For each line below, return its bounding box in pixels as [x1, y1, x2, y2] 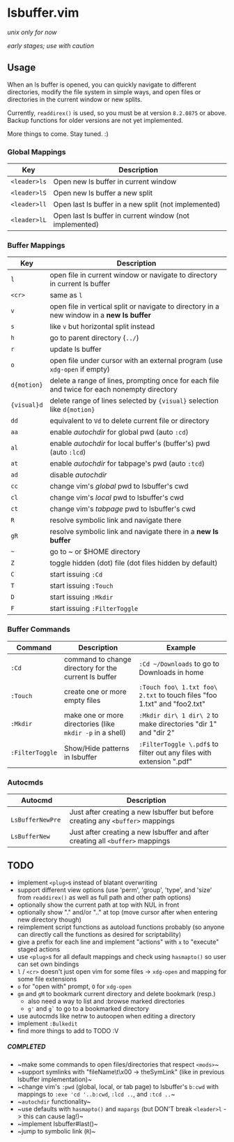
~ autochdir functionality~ [17, 1097, 91, 1106]
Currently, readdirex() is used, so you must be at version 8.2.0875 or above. [7, 108, 227, 117]
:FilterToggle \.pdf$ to [139, 739, 219, 748]
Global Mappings [7, 147, 66, 156]
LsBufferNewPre [10, 815, 61, 824]
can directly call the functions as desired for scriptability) [17, 930, 182, 938]
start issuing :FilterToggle [49, 604, 139, 614]
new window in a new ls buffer [49, 311, 151, 320]
